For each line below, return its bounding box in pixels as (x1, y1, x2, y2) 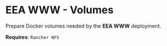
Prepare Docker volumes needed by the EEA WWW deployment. (5, 22, 162, 29)
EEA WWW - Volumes (5, 3, 114, 17)
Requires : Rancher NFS (5, 33, 60, 40)
